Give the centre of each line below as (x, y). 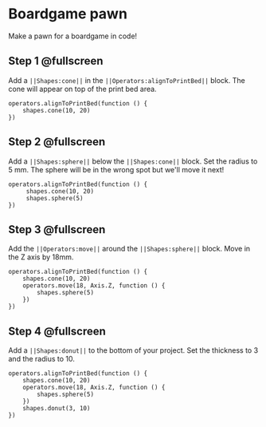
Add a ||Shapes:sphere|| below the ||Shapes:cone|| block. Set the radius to (133, 161)
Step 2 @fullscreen (57, 142)
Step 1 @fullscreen (56, 61)
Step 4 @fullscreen (57, 331)
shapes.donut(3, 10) (57, 409)
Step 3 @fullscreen (57, 229)
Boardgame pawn (68, 14)
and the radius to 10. (42, 359)
